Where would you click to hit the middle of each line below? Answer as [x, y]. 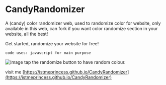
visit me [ [15, 72]
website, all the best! [27, 34]
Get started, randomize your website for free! [52, 43]
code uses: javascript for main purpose [48, 53]
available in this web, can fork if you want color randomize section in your [81, 28]
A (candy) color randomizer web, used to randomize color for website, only [83, 23]
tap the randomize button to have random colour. [75, 62]
